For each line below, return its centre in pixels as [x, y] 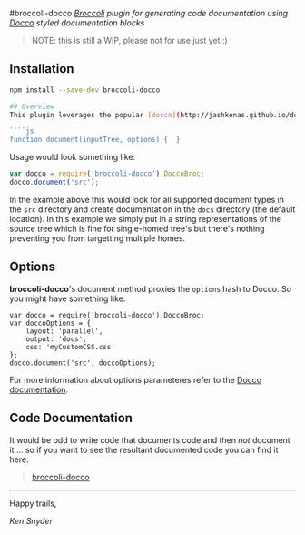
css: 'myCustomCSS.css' [71, 347]
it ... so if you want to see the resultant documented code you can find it [144, 449]
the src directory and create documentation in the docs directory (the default [152, 209]
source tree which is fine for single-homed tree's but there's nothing [137, 228]
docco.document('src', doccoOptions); [83, 363]
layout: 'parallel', [64, 331]
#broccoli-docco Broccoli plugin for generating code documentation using [149, 13]
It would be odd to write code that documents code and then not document [150, 439]
